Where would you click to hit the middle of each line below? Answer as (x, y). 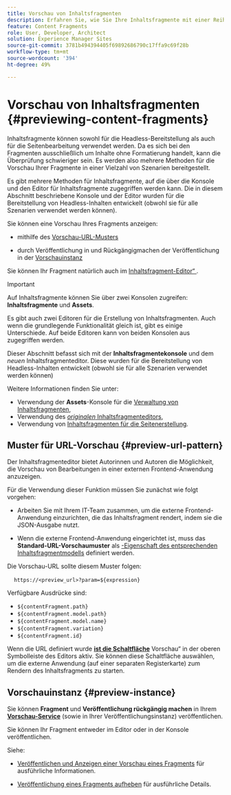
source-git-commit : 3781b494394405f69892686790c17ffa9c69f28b (98, 45)
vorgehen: (22, 497)
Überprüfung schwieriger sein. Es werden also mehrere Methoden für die (111, 160)
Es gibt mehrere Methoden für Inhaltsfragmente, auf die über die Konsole (111, 181)
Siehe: (16, 750)
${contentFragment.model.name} (62, 622)
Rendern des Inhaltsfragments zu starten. (66, 671)
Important (21, 284)
